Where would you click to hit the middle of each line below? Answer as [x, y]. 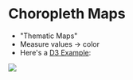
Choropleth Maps [67, 14]
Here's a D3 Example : [55, 52]
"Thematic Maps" [49, 36]
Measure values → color [59, 44]
